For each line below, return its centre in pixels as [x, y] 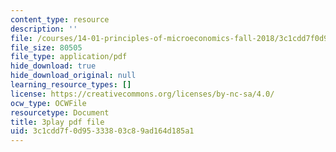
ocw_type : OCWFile [48, 103]
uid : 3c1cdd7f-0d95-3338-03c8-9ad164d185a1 [102, 131]
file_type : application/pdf [69, 57]
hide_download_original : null [73, 76]
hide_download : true [53, 66]
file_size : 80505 [46, 47]
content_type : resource [60, 19]
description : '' [44, 29]
